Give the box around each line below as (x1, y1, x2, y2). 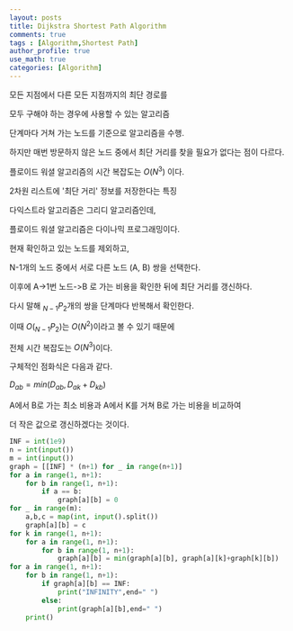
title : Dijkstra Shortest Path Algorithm (9, 22, 167, 31)
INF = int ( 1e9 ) (9, 437, 67, 446)
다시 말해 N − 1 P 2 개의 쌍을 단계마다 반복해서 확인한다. (9, 300, 195, 313)
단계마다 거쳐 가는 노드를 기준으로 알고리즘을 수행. (9, 127, 185, 138)
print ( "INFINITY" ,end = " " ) (57, 587, 159, 597)
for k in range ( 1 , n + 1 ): (9, 528, 102, 538)
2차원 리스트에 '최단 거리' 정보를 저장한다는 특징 (9, 185, 178, 196)
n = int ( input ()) (9, 446, 75, 455)
